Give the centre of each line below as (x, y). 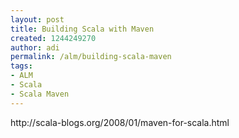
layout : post (37, 19)
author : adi (35, 47)
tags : (21, 66)
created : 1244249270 (53, 38)
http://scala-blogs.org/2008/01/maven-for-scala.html (120, 122)
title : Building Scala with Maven (82, 29)
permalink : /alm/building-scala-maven (91, 57)
